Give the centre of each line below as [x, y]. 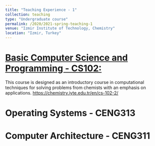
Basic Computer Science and [66, 58]
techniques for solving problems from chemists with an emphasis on [75, 87]
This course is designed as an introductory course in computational [75, 82]
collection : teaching [28, 14]
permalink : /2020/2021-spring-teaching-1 [49, 24]
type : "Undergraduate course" [37, 19]
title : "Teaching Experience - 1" [41, 10]
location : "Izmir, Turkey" [33, 33]
